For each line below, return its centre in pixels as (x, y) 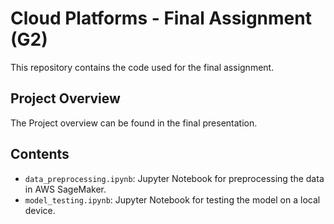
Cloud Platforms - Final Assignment (161, 18)
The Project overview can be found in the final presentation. (134, 123)
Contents (40, 154)
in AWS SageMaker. (65, 189)
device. (40, 210)
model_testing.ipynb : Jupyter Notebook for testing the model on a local (172, 199)
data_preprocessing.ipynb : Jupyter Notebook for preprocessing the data (174, 178)
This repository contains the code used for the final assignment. (142, 67)
